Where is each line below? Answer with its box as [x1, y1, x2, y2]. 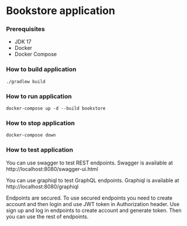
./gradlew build [6, 78, 46, 84]
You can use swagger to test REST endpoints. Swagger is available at [6, 159, 174, 166]
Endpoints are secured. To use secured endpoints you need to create [6, 194, 173, 201]
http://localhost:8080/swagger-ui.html [6, 165, 98, 172]
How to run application [6, 92, 72, 100]
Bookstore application [6, 4, 116, 18]
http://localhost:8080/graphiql [6, 183, 79, 190]
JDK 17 [14, 38, 32, 45]
